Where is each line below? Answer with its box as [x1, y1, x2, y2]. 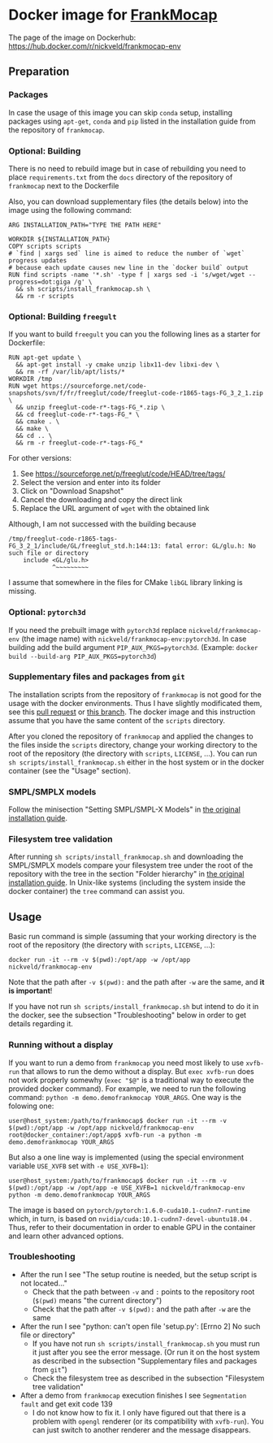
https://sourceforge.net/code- [41, 382, 148, 391]
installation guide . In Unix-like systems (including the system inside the [8, 877, 246, 887]
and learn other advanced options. [8, 1231, 124, 1241]
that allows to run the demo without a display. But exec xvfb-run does [21, 1066, 254, 1076]
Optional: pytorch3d [8, 607, 87, 618]
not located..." [19, 1278, 67, 1288]
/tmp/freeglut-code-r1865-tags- [8, 535, 118, 544]
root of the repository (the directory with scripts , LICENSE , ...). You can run [8, 748, 258, 758]
